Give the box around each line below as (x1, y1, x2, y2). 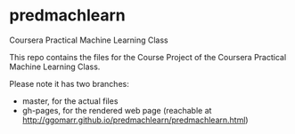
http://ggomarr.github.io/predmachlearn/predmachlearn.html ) (21, 114, 249, 125)
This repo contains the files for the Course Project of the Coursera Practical (9, 51, 287, 62)
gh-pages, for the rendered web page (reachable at (21, 105, 212, 115)
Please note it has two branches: (9, 78, 129, 89)
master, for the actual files (21, 95, 119, 106)
